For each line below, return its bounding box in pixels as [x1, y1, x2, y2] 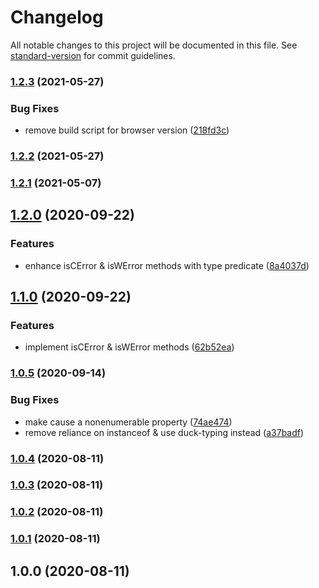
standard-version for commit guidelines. [10, 49, 176, 61]
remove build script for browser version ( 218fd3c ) [24, 124, 230, 136]
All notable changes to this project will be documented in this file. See [10, 39, 298, 51]
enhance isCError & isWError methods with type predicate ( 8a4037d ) [24, 259, 310, 271]
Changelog [10, 6, 104, 29]
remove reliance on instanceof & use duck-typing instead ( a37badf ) [24, 426, 305, 438]
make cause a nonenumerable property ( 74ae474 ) [24, 416, 233, 428]
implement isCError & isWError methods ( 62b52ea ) [24, 341, 235, 353]
